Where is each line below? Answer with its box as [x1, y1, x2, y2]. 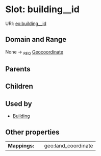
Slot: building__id [5, 4, 80, 15]
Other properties [5, 127, 60, 136]
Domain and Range [5, 35, 67, 44]
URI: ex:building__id [5, 20, 47, 27]
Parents [5, 65, 31, 73]
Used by [5, 99, 32, 108]
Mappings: [8, 142, 35, 149]
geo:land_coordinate [44, 142, 93, 149]
